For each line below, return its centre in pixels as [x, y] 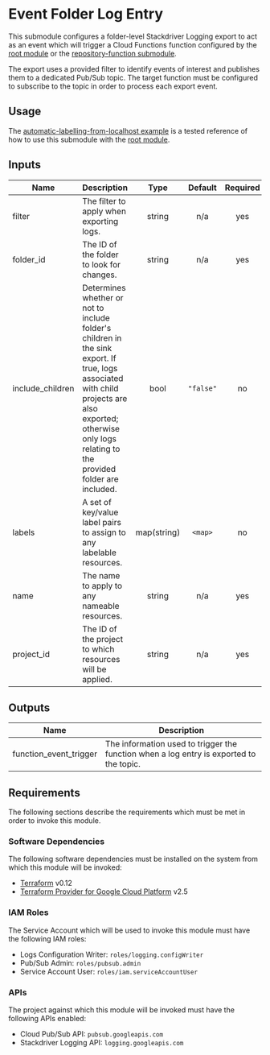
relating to [101, 449]
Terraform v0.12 [46, 883]
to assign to [104, 532]
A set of [97, 502]
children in [102, 337]
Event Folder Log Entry [86, 14]
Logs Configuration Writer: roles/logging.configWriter [112, 954]
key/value [100, 512]
